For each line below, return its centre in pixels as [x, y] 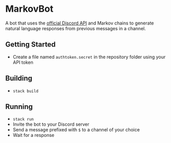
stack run [23, 120]
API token [23, 62]
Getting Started [31, 45]
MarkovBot [30, 9]
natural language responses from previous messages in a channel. [76, 28]
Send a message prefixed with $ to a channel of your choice [76, 130]
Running [19, 106]
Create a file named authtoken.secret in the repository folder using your [89, 57]
